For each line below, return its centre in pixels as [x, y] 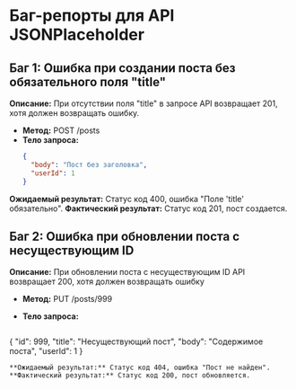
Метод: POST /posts [61, 130]
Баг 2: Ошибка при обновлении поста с [125, 236]
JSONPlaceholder [77, 35]
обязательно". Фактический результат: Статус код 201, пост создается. [148, 208]
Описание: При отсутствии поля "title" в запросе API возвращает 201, [144, 103]
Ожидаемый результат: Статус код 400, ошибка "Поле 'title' [127, 199]
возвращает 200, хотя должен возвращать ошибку [107, 282]
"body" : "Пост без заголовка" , [89, 164]
